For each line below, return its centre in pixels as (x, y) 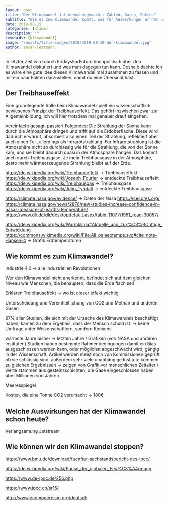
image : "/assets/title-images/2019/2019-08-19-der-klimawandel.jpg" (78, 43)
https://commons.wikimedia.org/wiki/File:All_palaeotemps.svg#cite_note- (81, 235)
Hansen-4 (16, 240)
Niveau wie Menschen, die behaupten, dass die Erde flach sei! (70, 283)
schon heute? (27, 419)
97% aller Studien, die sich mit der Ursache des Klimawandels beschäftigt (82, 318)
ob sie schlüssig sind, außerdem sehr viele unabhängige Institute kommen (82, 360)
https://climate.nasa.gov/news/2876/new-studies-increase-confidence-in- (83, 204)
